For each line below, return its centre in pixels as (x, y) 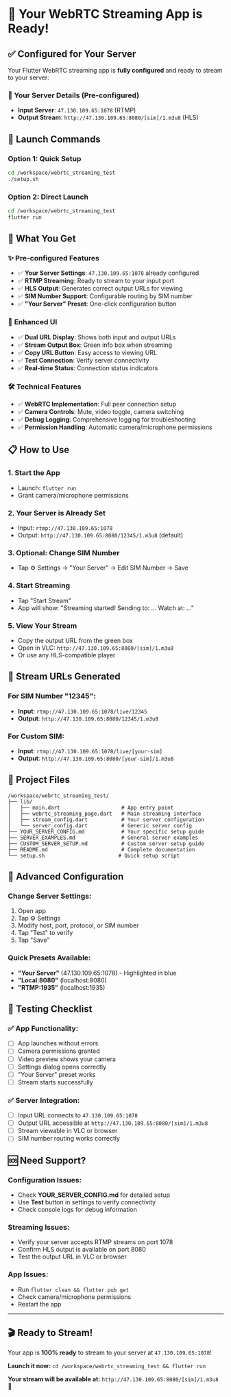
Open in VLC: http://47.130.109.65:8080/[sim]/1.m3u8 (96, 648)
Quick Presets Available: (49, 958)
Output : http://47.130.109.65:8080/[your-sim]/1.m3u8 (96, 758)
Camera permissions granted (59, 1051)
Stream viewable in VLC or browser (68, 1131)
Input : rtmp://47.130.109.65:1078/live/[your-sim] (90, 751)
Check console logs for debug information (77, 1210)
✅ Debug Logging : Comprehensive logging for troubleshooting (107, 420)
